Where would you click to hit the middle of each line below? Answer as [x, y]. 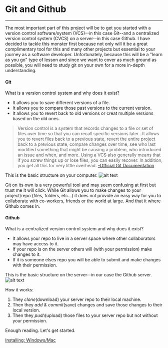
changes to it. [26, 254]
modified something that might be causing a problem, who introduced [89, 150]
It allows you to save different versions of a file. [61, 103]
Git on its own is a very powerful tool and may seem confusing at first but [80, 185]
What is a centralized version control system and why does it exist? [74, 229]
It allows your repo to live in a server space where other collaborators [84, 238]
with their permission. [35, 265]
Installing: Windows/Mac [30, 340]
